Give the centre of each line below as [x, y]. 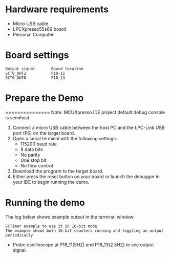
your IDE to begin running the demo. [51, 182]
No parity [30, 155]
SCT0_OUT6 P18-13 [35, 78]
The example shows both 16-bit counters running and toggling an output [84, 231]
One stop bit [33, 160]
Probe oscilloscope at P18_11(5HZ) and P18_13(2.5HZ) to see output [83, 245]
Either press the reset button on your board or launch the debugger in [86, 176]
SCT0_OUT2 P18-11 [35, 73]
